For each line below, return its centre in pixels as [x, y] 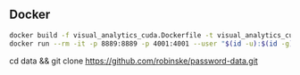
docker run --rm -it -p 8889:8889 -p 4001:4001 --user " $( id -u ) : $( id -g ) [151, 44]
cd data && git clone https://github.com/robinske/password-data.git [134, 61]
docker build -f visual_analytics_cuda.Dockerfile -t [112, 35]
